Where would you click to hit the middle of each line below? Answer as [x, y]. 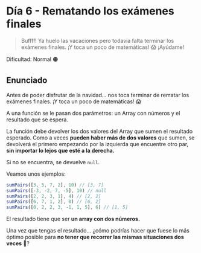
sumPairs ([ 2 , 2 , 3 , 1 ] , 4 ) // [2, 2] [54, 196]
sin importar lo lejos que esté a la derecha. [60, 150]
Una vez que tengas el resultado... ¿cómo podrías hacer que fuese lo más [98, 231]
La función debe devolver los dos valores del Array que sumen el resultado [100, 131]
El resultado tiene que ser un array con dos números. [73, 219]
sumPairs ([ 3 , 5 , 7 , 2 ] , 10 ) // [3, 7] [55, 185]
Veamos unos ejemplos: [36, 174]
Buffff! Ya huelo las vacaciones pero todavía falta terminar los [97, 40]
